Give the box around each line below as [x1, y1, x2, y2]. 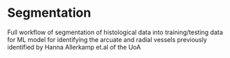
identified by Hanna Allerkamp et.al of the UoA [7, 43, 141, 51]
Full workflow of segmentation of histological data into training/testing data [7, 28, 224, 36]
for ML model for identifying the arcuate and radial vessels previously [7, 35, 208, 43]
